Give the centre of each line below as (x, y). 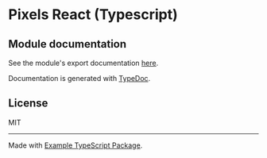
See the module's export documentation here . (83, 63)
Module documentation (68, 44)
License (28, 104)
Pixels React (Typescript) (93, 15)
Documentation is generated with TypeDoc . (79, 78)
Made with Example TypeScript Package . (75, 145)
